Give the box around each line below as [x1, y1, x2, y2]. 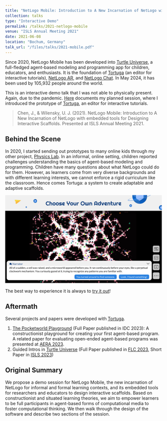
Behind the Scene [5, 135, 61, 144]
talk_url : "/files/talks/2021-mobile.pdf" [5, 45, 94, 50]
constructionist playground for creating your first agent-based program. [12, 331, 160, 337]
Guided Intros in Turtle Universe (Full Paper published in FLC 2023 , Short [12, 346, 162, 352]
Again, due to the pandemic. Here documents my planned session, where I [5, 95, 158, 101]
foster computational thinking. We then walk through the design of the [5, 406, 149, 412]
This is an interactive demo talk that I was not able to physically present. [5, 89, 153, 95]
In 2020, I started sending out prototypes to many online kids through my [5, 148, 155, 154]
